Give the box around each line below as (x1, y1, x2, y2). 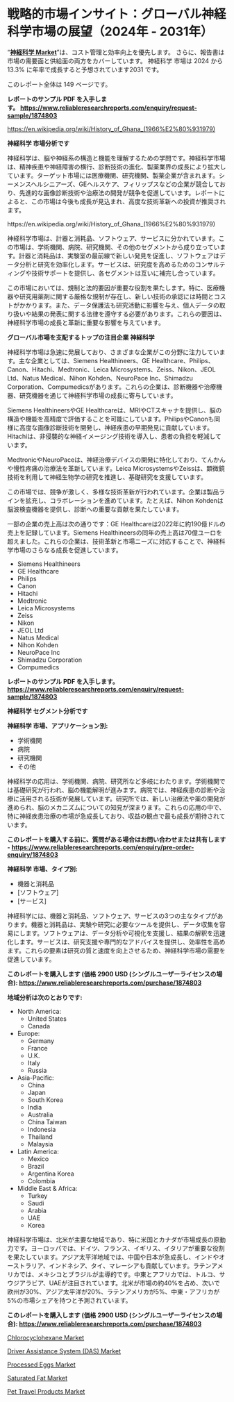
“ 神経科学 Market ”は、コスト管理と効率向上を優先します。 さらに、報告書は (7, 48, 225, 56)
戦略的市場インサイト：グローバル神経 (7, 6, 226, 22)
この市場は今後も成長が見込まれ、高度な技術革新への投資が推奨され (31, 197, 226, 206)
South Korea (27, 1095, 64, 1104)
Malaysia (27, 1140, 53, 1148)
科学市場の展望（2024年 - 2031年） (7, 24, 213, 40)
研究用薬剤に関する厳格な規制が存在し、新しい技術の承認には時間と (19, 292, 214, 301)
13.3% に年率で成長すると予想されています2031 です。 (7, 65, 163, 74)
